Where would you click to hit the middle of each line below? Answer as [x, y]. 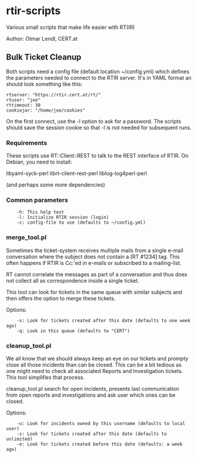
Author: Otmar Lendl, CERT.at [42, 38]
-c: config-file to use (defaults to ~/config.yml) [81, 223]
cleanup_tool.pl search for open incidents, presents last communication [93, 388]
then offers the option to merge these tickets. [61, 298]
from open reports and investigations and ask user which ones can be [91, 395]
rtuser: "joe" [24, 100]
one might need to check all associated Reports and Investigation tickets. [95, 371]
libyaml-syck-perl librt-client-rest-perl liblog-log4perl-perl [76, 174]
